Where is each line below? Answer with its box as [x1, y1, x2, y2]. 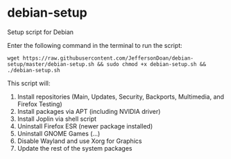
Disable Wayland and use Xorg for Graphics [17, 137, 142, 145]
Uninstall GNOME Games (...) [17, 129, 101, 137]
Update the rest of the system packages [17, 144, 133, 152]
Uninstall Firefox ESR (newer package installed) [17, 122, 153, 130]
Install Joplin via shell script [17, 115, 97, 123]
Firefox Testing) [17, 99, 62, 108]
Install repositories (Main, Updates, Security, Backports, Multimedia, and [17, 92, 224, 101]
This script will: [7, 78, 51, 87]
